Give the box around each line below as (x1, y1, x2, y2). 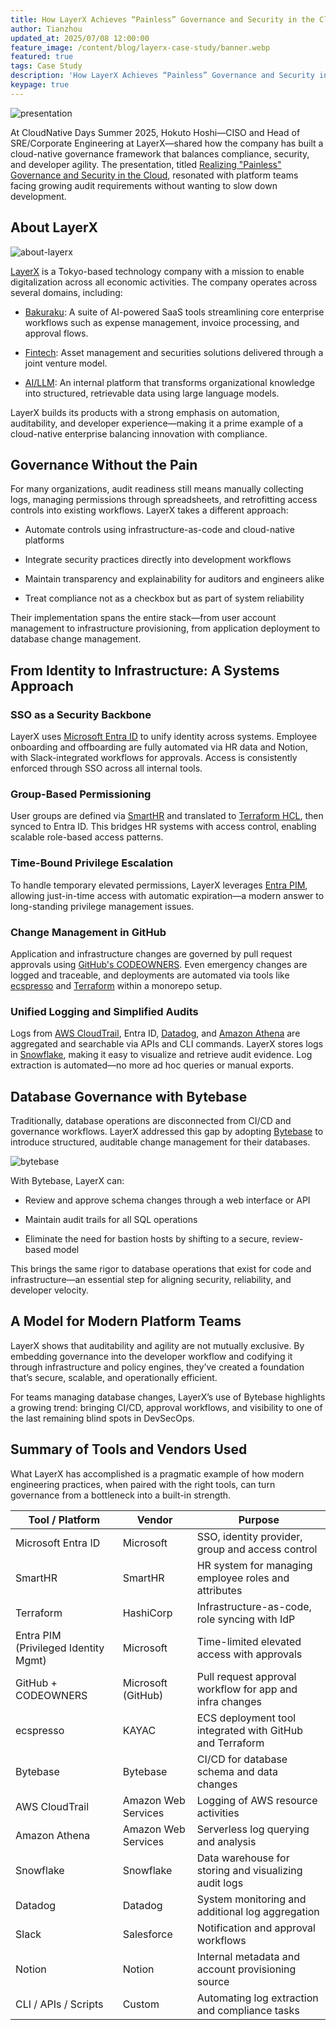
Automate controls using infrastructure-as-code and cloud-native (24, 524, 295, 536)
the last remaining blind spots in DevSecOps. (10, 1412, 195, 1424)
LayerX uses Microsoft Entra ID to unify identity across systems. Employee (10, 731, 318, 743)
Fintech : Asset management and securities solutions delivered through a (24, 346, 324, 358)
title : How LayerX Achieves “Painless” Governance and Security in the (10, 14, 315, 25)
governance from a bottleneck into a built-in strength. (10, 1489, 232, 1501)
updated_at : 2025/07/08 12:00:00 (10, 33, 150, 43)
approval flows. (24, 327, 89, 339)
